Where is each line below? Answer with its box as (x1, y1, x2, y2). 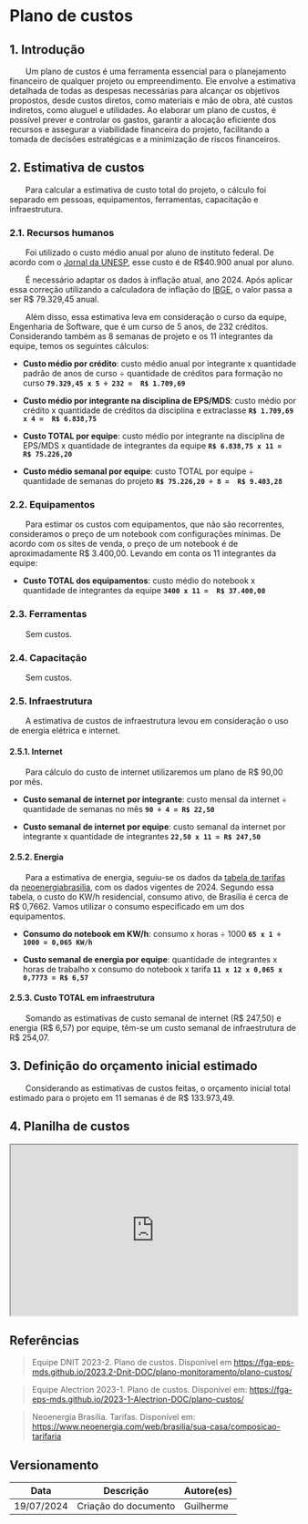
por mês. (9, 776, 44, 787)
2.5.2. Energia (9, 851, 64, 862)
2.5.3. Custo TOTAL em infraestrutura (9, 993, 155, 1004)
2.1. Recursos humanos (9, 226, 115, 239)
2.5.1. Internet (9, 746, 63, 757)
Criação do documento (77, 1500, 176, 1513)
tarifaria (31, 1431, 62, 1442)
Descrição (103, 1485, 149, 1498)
